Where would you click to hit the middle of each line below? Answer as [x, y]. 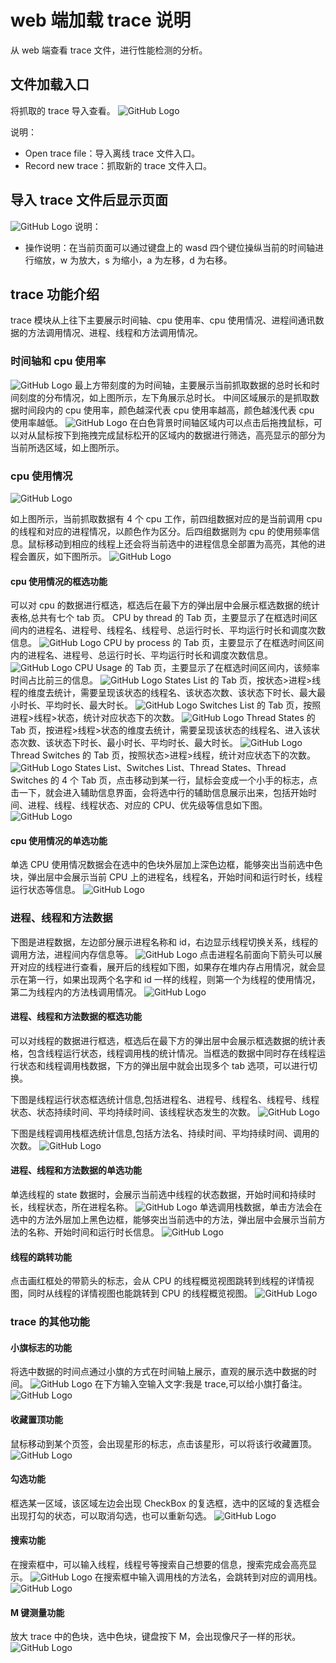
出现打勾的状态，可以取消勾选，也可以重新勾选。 [111, 1515]
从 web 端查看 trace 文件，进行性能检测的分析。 [109, 50]
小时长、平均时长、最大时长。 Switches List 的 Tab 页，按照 [166, 705]
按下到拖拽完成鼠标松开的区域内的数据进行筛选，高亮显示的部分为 [189, 435]
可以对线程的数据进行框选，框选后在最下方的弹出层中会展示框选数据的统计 [163, 1040]
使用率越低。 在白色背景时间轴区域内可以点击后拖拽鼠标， [162, 422]
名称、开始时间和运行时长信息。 [93, 1232]
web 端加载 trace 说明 [101, 20]
